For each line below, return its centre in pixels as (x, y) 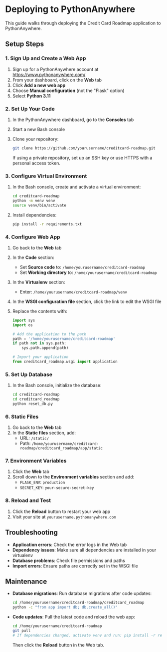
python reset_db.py (33, 403)
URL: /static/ (34, 438)
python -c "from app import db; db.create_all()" (65, 607)
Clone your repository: (35, 139)
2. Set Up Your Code (30, 108)
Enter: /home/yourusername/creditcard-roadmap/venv (73, 291)
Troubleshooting (32, 533)
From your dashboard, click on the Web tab (57, 80)
